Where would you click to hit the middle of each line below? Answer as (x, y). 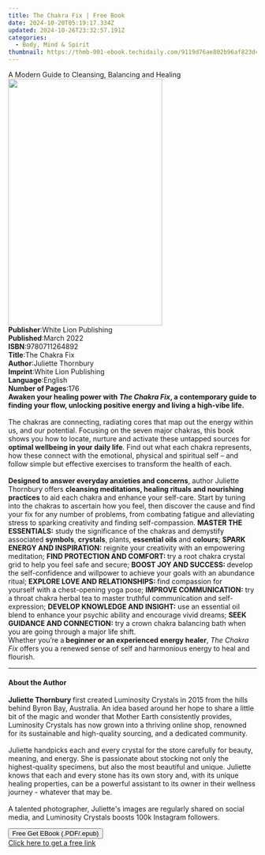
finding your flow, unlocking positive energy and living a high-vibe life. (126, 405)
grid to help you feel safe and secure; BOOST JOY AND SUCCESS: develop (131, 564)
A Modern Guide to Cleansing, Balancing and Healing (95, 75)
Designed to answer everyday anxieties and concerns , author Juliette (123, 481)
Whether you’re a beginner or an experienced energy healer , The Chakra (129, 640)
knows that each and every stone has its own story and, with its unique (123, 775)
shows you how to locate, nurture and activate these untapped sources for (129, 439)
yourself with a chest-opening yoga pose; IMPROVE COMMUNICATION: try (131, 590)
